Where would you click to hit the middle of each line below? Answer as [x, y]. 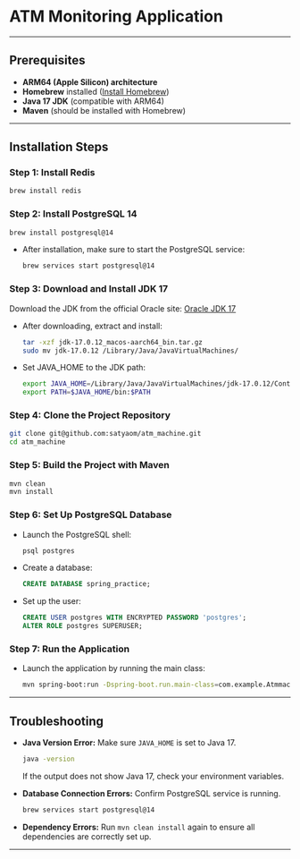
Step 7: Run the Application [70, 649]
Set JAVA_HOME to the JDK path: [83, 368]
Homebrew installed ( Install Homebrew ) [96, 91]
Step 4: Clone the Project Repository [90, 415]
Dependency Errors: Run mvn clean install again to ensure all [138, 827]
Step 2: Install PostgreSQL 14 [73, 214]
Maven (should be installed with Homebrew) [104, 110]
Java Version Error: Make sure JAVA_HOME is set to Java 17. [129, 743]
